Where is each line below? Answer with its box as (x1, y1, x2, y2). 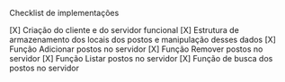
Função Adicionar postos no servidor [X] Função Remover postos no (9, 44, 263, 54)
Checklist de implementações (9, 8, 120, 18)
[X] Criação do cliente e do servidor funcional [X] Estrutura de (9, 25, 240, 35)
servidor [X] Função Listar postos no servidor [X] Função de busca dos (9, 53, 273, 63)
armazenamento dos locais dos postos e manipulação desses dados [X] (9, 35, 277, 45)
